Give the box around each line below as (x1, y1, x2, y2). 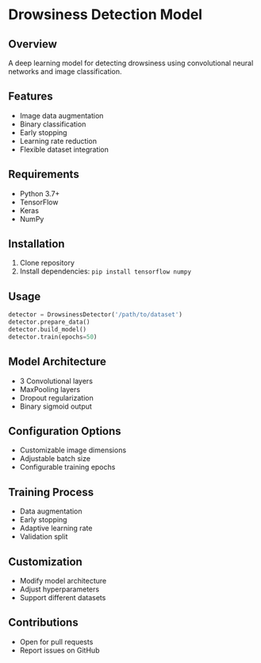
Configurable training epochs (19, 463, 116, 472)
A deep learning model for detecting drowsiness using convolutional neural (8, 58, 254, 68)
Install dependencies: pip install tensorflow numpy (19, 266, 192, 276)
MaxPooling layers (19, 384, 81, 394)
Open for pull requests (19, 637, 94, 646)
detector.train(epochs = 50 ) (8, 332, 98, 341)
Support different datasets (19, 593, 106, 602)
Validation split (19, 532, 68, 541)
